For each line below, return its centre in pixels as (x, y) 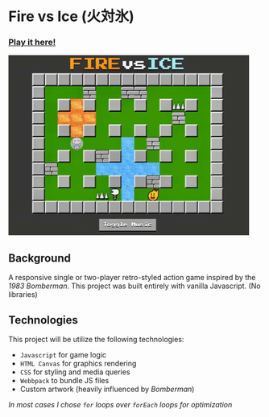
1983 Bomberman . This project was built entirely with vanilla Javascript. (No (134, 286)
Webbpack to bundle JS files (64, 381)
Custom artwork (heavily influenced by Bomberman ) (107, 389)
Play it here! (32, 43)
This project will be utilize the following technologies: (96, 340)
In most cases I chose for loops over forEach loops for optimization (120, 405)
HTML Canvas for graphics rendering (78, 364)
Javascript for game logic (63, 355)
